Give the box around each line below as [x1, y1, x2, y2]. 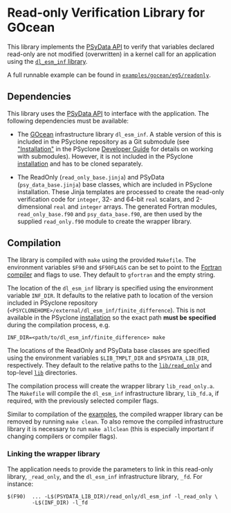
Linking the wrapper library [7, 449, 100, 459]
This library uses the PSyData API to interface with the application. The [7, 109, 210, 117]
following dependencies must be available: [7, 116, 129, 125]
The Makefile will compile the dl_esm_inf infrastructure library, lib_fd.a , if [7, 389, 219, 397]
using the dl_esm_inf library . [7, 57, 88, 65]
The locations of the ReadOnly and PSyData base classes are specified [7, 346, 210, 354]
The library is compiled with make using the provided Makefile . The [7, 255, 196, 264]
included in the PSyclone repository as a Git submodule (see [17, 137, 190, 146]
